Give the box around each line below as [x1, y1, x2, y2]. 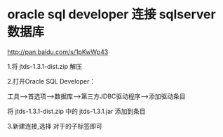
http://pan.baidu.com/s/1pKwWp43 [7, 47, 109, 56]
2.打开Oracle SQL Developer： [7, 77, 96, 85]
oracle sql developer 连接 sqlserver [7, 6, 216, 22]
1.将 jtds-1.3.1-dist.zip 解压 [7, 62, 83, 70]
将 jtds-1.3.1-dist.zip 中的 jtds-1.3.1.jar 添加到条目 [7, 107, 146, 115]
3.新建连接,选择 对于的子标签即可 [7, 122, 103, 130]
